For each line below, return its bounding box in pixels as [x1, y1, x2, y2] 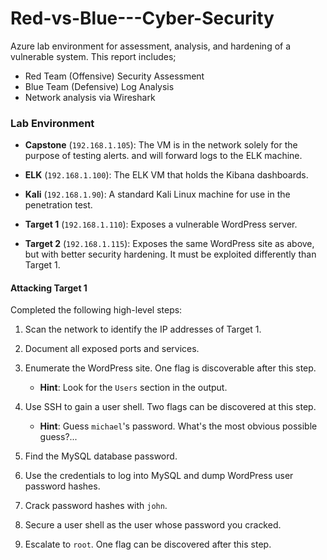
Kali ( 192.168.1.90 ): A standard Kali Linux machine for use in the [24, 188, 291, 201]
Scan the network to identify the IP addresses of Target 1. [24, 323, 262, 336]
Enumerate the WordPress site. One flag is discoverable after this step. [24, 362, 317, 374]
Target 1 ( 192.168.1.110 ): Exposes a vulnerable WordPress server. [24, 218, 298, 231]
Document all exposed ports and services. [24, 343, 200, 355]
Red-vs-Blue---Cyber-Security [10, 7, 275, 30]
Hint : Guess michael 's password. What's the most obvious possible [39, 420, 318, 432]
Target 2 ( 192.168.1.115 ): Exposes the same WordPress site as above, [24, 238, 315, 250]
